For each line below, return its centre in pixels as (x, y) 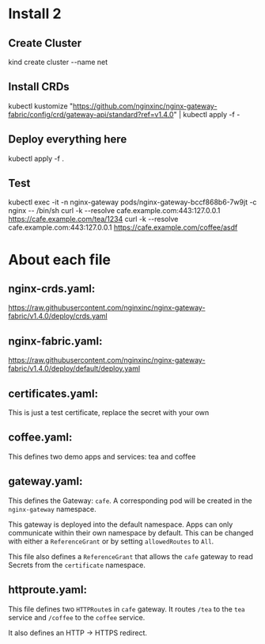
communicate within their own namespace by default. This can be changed (131, 532)
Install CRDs (39, 87)
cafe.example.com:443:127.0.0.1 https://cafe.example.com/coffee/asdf (123, 227)
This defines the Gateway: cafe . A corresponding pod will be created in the (130, 501)
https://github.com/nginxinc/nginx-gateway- (145, 106)
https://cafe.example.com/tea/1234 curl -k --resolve (93, 219)
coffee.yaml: (40, 438)
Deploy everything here (68, 139)
